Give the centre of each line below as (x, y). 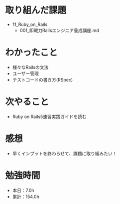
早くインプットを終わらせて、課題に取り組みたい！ (64, 153)
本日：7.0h (23, 190)
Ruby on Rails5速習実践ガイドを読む (50, 116)
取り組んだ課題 (36, 10)
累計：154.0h (26, 196)
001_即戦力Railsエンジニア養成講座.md (60, 30)
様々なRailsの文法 (30, 67)
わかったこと (32, 52)
